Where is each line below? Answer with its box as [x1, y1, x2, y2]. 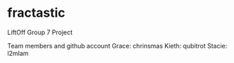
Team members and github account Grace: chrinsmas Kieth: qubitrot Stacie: [7, 41, 228, 50]
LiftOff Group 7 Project [7, 28, 73, 36]
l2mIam [7, 49, 30, 57]
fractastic [7, 5, 65, 21]
